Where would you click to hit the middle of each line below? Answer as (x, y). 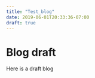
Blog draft (31, 52)
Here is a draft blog (30, 68)
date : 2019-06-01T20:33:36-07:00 (48, 17)
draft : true (21, 23)
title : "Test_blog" (30, 12)
